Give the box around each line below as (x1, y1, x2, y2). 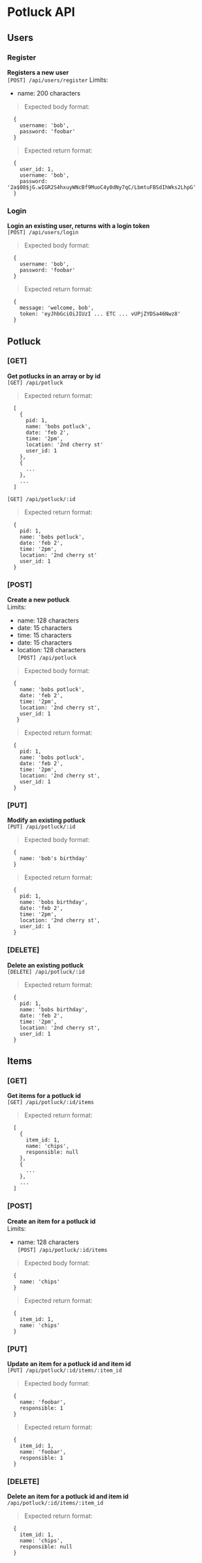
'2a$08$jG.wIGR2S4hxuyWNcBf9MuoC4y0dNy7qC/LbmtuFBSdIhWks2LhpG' (7, 184, 196, 191)
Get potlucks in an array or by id (7, 372, 101, 380)
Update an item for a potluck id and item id (7, 1360, 131, 1368)
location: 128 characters (17, 646, 86, 654)
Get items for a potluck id (7, 1092, 82, 1100)
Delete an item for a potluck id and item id (7, 1492, 129, 1501)
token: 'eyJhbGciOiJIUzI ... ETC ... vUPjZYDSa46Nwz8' (19, 311, 181, 317)
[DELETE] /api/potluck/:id (7, 968, 85, 975)
